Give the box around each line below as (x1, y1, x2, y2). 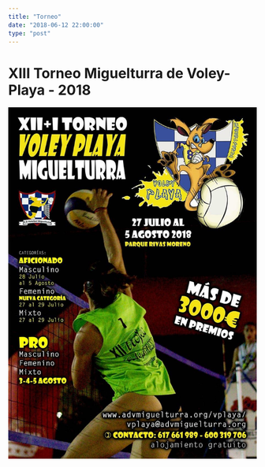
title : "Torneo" (8, 13, 62, 20)
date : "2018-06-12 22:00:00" (8, 20, 104, 29)
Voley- (186, 64, 231, 82)
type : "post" (8, 29, 51, 37)
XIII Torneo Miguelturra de (8, 64, 184, 82)
